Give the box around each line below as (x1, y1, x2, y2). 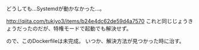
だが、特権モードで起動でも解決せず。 (37, 25, 132, 32)
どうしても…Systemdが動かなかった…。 (6, 5, 105, 12)
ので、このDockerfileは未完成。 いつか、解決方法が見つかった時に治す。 (6, 38, 185, 44)
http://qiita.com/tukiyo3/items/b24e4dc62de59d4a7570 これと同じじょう (6, 18, 188, 25)
